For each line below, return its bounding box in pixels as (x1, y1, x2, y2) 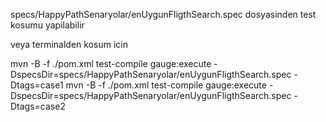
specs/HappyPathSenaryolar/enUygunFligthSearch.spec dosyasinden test (10, 9, 317, 20)
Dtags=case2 (10, 100, 66, 112)
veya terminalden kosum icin (10, 39, 128, 50)
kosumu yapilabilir (10, 19, 85, 31)
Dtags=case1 (10, 79, 64, 91)
